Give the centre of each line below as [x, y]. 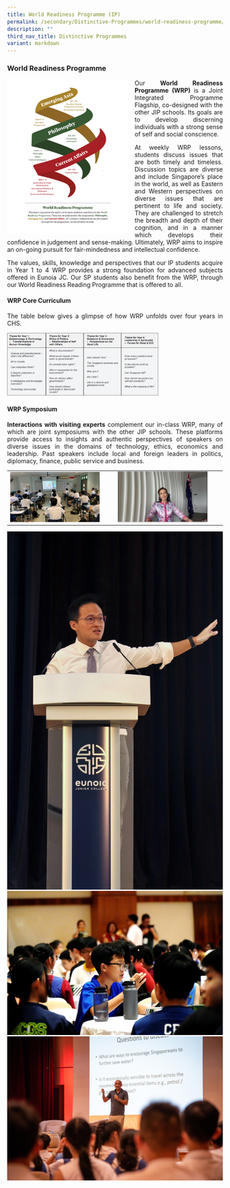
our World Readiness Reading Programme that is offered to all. [95, 285]
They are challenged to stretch [179, 213]
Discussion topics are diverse [179, 170]
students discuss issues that [179, 155]
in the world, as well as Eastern [179, 184]
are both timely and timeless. [179, 162]
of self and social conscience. [177, 135]
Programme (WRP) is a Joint [179, 91]
